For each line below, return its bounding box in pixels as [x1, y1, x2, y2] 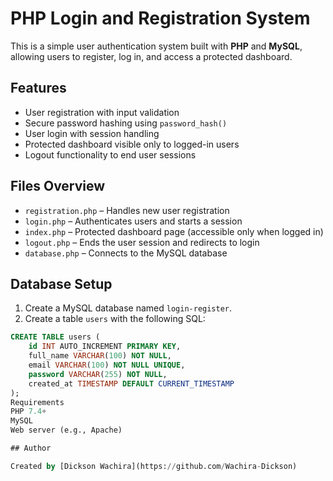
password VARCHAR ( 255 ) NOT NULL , [28, 369, 168, 379]
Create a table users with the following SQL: [24, 313, 206, 325]
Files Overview [10, 178, 106, 195]
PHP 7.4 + [10, 407, 47, 417]
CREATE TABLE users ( [10, 332, 101, 342]
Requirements [10, 397, 65, 407]
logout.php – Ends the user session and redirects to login [24, 236, 260, 248]
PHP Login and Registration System [10, 7, 311, 30]
